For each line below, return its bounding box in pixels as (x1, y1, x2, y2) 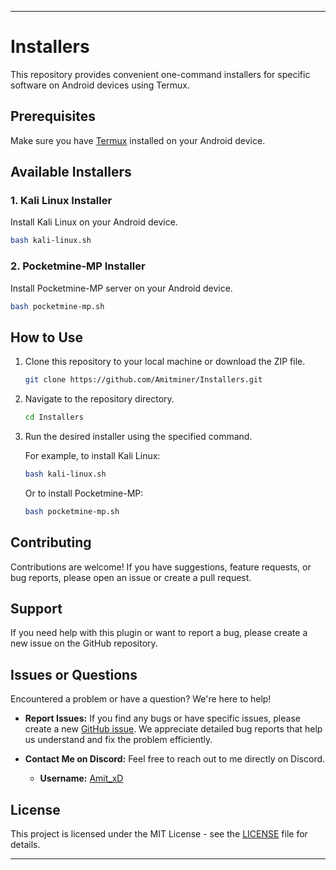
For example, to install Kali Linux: (24, 450, 161, 462)
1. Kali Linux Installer (10, 194, 113, 208)
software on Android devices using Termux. (10, 79, 191, 91)
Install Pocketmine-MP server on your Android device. (10, 282, 233, 294)
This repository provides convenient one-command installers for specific (10, 68, 311, 80)
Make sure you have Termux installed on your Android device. (10, 134, 266, 146)
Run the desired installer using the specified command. (24, 431, 253, 443)
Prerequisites (10, 108, 96, 125)
